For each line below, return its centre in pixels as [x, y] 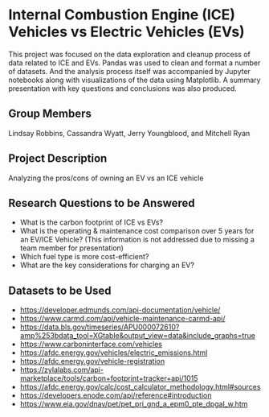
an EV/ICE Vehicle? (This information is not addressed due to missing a [137, 240]
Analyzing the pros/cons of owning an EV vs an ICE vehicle [106, 178]
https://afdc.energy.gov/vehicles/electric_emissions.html [114, 353]
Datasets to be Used [60, 290]
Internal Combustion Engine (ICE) [122, 15]
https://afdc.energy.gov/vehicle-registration [92, 361]
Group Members [50, 114]
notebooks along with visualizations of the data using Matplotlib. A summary [134, 80]
